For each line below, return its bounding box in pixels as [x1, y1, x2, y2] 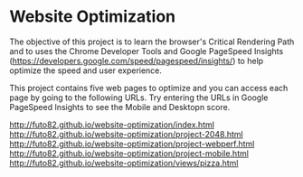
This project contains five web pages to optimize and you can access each [9, 82, 289, 93]
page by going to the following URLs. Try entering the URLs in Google [9, 92, 269, 103]
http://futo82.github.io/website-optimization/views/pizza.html [9, 157, 239, 168]
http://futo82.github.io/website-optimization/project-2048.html [9, 128, 243, 139]
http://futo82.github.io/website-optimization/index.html [9, 119, 215, 130]
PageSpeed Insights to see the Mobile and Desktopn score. [9, 101, 231, 112]
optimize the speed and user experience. [9, 65, 163, 76]
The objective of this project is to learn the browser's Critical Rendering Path [9, 36, 295, 47]
